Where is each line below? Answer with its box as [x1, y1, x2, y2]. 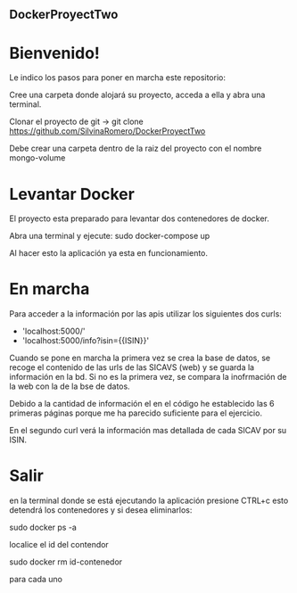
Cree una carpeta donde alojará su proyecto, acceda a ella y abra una [9, 89, 266, 101]
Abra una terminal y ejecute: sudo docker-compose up [9, 231, 210, 242]
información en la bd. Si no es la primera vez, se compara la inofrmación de [9, 372, 287, 383]
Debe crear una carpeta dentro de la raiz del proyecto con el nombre [9, 143, 262, 154]
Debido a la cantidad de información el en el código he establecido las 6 [9, 399, 275, 409]
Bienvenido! [9, 43, 101, 63]
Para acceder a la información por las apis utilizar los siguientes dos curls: [9, 309, 283, 319]
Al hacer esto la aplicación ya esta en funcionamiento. [9, 248, 208, 259]
